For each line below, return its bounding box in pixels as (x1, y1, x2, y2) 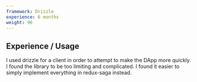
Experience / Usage (6, 41, 79, 51)
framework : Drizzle (6, 8, 54, 15)
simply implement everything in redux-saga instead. (6, 69, 132, 76)
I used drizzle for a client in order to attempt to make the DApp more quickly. (6, 57, 191, 64)
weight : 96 (6, 19, 33, 25)
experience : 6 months (6, 14, 59, 20)
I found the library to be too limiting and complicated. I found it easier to (6, 63, 180, 70)
